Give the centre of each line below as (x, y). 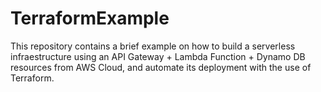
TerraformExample (90, 18)
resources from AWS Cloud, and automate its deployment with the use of (161, 67)
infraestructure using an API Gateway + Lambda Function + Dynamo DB (158, 56)
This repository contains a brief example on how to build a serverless (153, 46)
